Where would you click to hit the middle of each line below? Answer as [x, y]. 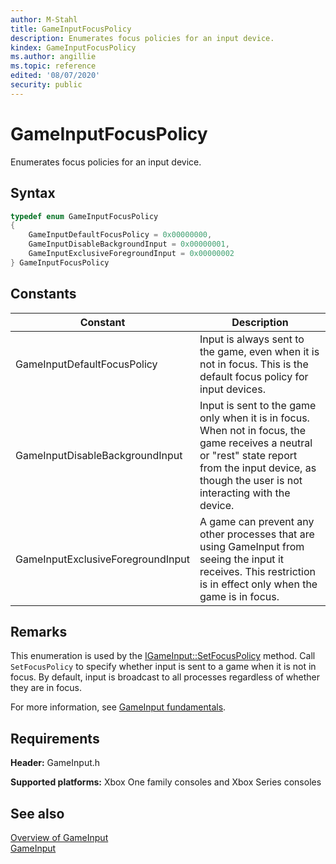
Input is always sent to [252, 339]
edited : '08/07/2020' [55, 76]
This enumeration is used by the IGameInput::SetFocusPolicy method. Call [163, 656]
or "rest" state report [248, 455]
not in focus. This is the [254, 364]
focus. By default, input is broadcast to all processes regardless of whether [165, 677]
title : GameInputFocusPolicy [71, 29]
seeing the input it [242, 559]
